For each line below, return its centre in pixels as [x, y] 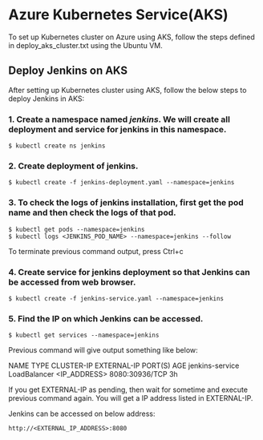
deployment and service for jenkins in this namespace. [117, 129]
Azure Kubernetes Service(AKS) [118, 15]
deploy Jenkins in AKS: [47, 99]
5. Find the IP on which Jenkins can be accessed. [106, 318]
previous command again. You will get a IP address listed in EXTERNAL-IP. [131, 398]
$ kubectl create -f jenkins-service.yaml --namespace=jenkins [116, 298]
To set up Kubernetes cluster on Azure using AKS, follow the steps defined [131, 37]
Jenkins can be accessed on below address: [82, 414]
